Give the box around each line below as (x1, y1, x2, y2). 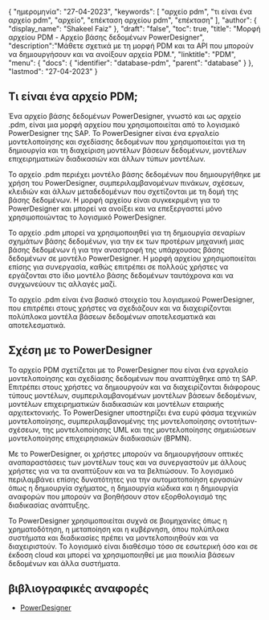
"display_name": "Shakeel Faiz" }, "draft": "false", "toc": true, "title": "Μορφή (8, 24, 261, 33)
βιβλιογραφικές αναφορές (8, 582, 149, 596)
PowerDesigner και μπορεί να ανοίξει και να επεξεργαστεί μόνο (8, 203, 222, 213)
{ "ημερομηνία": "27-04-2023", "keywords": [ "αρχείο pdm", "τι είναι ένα (8, 7, 253, 16)
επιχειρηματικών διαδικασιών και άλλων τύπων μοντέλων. (8, 154, 206, 163)
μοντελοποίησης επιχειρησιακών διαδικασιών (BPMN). (8, 433, 192, 443)
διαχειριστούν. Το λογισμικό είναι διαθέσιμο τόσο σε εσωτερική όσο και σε (8, 541, 259, 551)
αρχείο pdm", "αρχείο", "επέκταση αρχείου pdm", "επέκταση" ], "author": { (8, 15, 257, 25)
